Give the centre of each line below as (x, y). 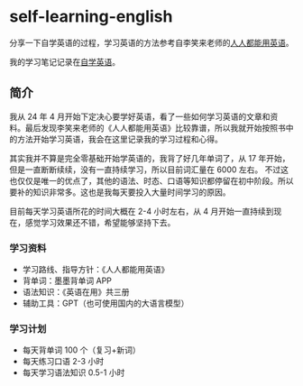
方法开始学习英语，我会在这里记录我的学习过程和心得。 (119, 139)
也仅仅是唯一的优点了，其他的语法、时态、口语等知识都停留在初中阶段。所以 (151, 180)
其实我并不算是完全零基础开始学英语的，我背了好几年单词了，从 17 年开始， (150, 158)
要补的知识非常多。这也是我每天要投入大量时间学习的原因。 (120, 192)
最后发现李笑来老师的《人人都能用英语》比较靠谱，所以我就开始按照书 (155, 127)
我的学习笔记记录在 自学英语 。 (64, 61)
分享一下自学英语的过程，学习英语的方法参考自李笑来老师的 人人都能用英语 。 (151, 42)
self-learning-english (91, 17)
